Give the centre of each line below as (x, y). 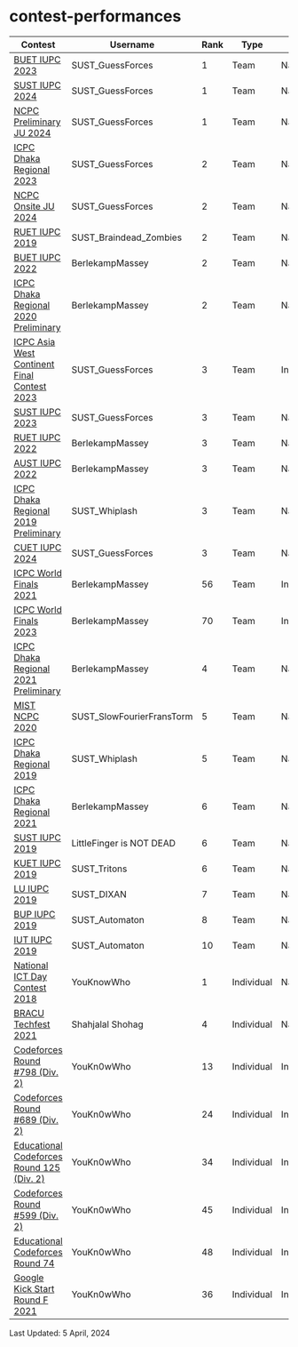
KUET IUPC (38, 862)
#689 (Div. (36, 1119)
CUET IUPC (38, 547)
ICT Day (30, 976)
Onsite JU (34, 206)
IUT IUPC (33, 940)
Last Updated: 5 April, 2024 (60, 1333)
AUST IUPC (38, 462)
